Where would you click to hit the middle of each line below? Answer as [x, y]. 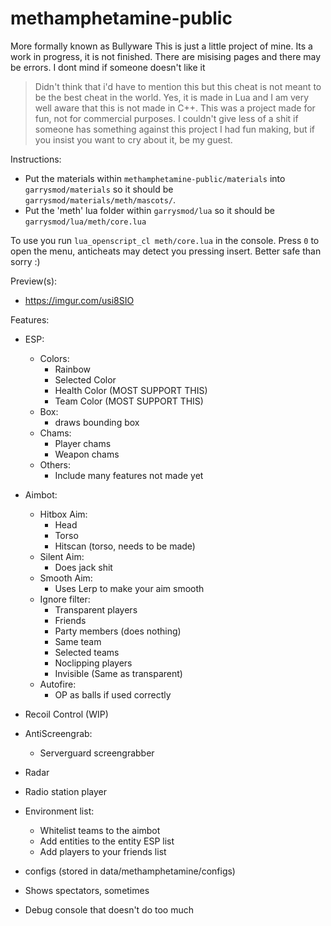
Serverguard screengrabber [97, 753]
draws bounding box [97, 422]
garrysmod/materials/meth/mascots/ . [100, 199]
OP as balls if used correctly [113, 694]
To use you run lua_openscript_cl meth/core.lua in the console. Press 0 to [165, 240]
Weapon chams [87, 454]
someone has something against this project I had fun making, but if [175, 129]
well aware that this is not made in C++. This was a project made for [175, 108]
